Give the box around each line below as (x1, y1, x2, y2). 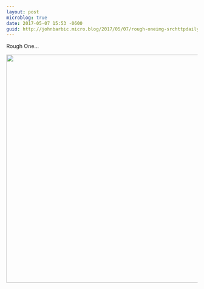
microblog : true (6, 15, 47, 21)
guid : (6, 26, 20, 32)
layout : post (6, 9, 39, 15)
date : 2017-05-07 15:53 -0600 (6, 20, 83, 26)
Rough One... (6, 43, 39, 50)
